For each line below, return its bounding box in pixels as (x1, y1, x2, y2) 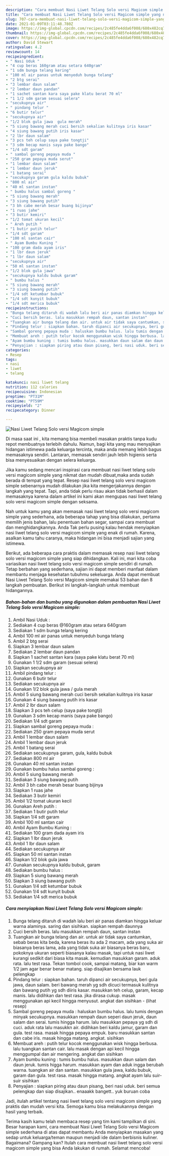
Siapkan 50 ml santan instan (13, 851, 72, 857)
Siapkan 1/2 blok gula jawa (13, 856, 68, 862)
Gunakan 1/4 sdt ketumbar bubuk (13, 883, 82, 889)
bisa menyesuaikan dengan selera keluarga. (6, 457, 97, 463)
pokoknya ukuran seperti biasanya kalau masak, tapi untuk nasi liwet (13, 949, 155, 955)
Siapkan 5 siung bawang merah (13, 872, 78, 878)
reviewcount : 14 (6, 49, 40, 54)
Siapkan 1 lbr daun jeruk (13, 835, 63, 841)
